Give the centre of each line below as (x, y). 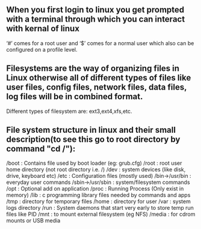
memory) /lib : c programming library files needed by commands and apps (98, 195)
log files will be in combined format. (75, 96)
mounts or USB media (33, 221)
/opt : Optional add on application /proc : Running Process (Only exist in (95, 189)
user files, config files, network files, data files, (97, 87)
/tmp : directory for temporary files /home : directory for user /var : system (98, 201)
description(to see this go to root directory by (93, 140)
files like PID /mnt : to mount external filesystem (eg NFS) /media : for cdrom (101, 214)
